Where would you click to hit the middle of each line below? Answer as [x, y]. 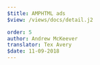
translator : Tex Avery [39, 45]
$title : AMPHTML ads [37, 13]
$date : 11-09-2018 [33, 51]
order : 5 [20, 32]
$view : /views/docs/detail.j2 [50, 20]
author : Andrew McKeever [42, 38]
